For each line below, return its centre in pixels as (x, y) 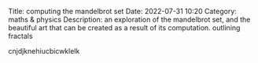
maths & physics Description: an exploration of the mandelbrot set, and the (129, 19)
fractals (20, 36)
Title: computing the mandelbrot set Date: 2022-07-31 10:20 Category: (123, 11)
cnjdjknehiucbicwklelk (44, 51)
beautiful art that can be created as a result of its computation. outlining (124, 28)
